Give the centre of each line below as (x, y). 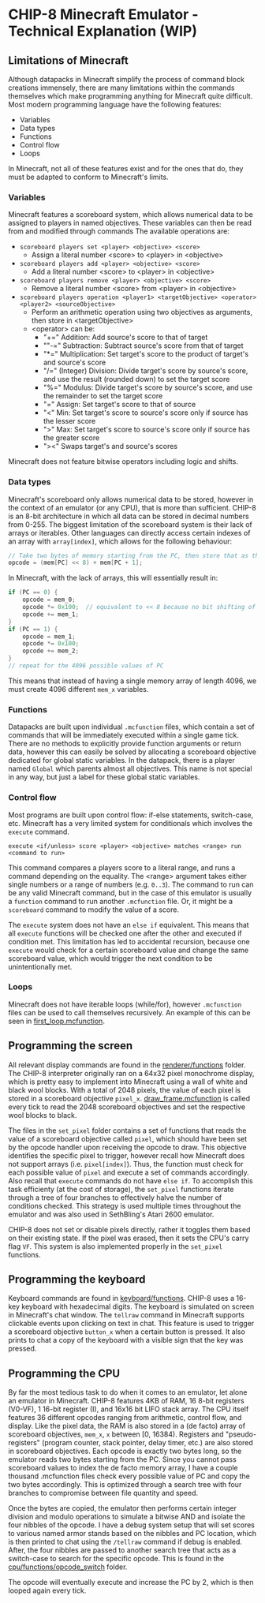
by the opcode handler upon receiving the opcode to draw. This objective (127, 1147)
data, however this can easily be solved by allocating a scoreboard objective (132, 752)
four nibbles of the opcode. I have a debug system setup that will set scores (131, 1525)
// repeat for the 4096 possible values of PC (86, 666)
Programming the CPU (64, 1373)
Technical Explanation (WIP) (103, 31)
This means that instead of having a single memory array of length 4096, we (132, 681)
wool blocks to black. (43, 1115)
